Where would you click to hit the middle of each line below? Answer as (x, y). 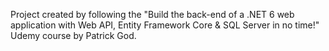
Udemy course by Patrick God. (73, 35)
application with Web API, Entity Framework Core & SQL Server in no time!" (165, 25)
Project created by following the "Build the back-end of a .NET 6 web (152, 14)
